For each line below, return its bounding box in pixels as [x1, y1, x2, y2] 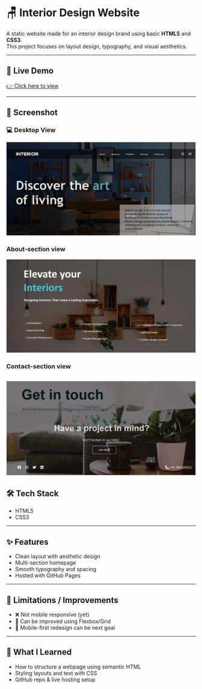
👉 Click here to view [6, 82, 59, 89]
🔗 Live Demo [6, 66, 54, 76]
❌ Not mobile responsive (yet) [14, 611, 90, 618]
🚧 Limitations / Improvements [6, 595, 118, 605]
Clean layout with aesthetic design [14, 553, 100, 560]
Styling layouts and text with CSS [14, 669, 97, 676]
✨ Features [6, 537, 49, 547]
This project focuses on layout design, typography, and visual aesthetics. [6, 43, 188, 50]
